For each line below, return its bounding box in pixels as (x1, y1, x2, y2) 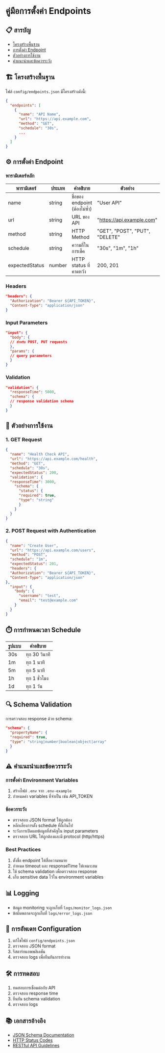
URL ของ (71, 214, 90, 220)
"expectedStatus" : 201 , (10, 562, 58, 567)
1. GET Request (5, 436, 42, 443)
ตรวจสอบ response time (12, 990, 58, 997)
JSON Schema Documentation (12, 1032, 75, 1038)
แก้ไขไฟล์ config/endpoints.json (12, 938, 75, 944)
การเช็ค (71, 248, 85, 255)
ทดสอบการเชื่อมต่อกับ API (12, 985, 56, 991)
